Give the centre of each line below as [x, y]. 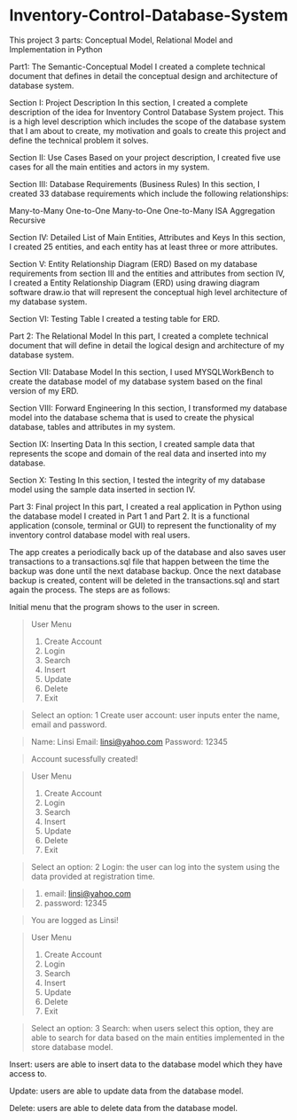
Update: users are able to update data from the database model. [126, 1091]
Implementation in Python [56, 49]
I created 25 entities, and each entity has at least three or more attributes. [144, 247]
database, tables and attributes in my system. [92, 427]
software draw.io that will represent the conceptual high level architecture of [148, 292]
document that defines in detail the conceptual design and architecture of [144, 75]
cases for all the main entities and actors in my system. [109, 167]
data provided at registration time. [93, 876]
